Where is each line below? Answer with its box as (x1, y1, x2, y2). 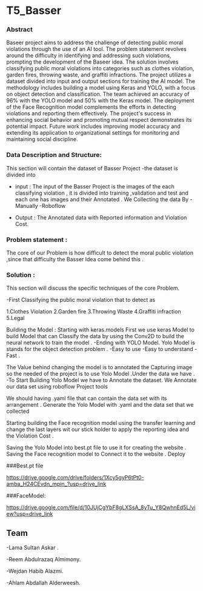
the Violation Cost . (6, 432, 54, 439)
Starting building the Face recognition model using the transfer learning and (6, 419, 196, 427)
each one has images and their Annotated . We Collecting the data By (15, 195, 189, 203)
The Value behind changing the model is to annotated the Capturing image (6, 364, 193, 371)
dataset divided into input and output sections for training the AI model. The (6, 78, 196, 85)
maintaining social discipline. (6, 136, 79, 143)
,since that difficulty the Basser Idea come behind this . (6, 256, 144, 263)
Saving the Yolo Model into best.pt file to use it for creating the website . (6, 444, 187, 452)
